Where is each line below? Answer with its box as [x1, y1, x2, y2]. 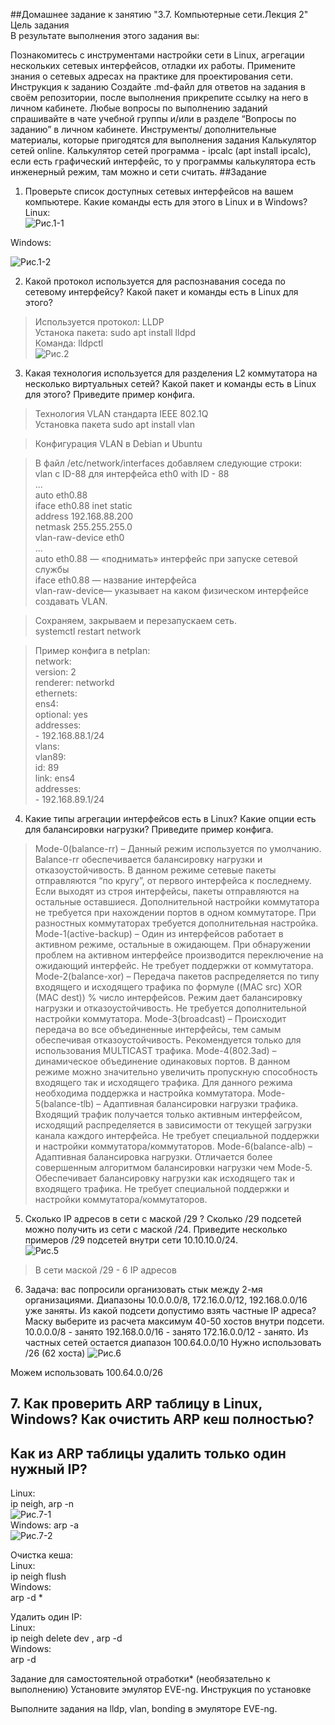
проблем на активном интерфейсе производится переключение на [34, 949, 324, 961]
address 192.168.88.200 [34, 510, 134, 522]
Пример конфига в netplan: [34, 645, 151, 656]
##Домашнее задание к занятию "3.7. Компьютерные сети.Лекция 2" [10, 9, 309, 20]
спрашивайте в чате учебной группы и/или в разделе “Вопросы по [10, 113, 297, 124]
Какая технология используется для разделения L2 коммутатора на [24, 367, 318, 379]
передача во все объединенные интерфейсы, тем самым [34, 1024, 282, 1035]
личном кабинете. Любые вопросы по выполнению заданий [10, 102, 268, 114]
